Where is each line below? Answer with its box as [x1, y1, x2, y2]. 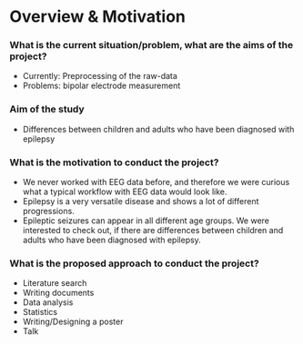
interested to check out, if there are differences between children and [22, 225, 284, 236]
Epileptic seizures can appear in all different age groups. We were [22, 215, 270, 226]
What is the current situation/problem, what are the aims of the [9, 39, 294, 52]
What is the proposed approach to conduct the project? [9, 257, 259, 270]
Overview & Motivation [9, 6, 187, 27]
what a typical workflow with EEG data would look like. [22, 186, 227, 197]
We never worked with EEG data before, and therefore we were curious [22, 177, 290, 188]
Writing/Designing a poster [22, 316, 124, 328]
